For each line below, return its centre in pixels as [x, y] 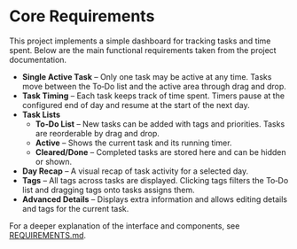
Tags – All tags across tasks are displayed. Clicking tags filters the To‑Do [155, 180]
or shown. [54, 161]
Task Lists [41, 114]
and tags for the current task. [75, 208]
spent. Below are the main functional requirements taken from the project [143, 50]
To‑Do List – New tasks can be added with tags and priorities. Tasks [160, 124]
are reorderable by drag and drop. [97, 133]
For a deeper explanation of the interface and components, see [125, 226]
